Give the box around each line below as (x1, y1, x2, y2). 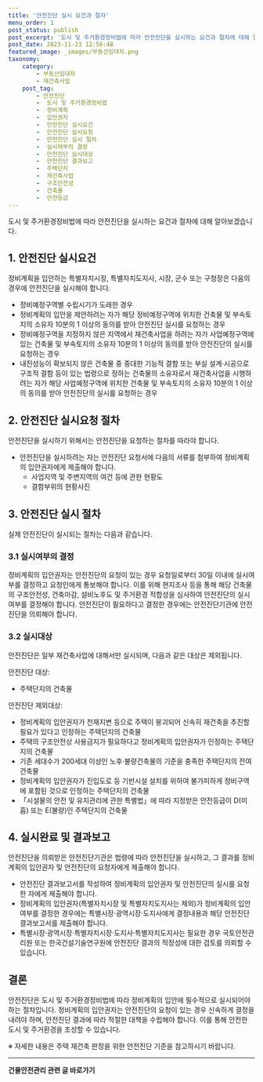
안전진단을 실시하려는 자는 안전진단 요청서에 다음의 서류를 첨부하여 (19, 453, 223, 462)
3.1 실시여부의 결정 (8, 551, 74, 562)
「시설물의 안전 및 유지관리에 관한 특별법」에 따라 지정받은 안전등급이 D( (19, 796, 241, 805)
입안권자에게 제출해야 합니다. (27, 462, 116, 472)
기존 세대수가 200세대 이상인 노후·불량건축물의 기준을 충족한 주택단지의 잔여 (19, 756, 252, 766)
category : (22, 63, 55, 71)
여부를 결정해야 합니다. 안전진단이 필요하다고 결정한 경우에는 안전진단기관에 (8, 599, 239, 609)
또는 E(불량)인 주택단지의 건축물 (30, 805, 128, 814)
